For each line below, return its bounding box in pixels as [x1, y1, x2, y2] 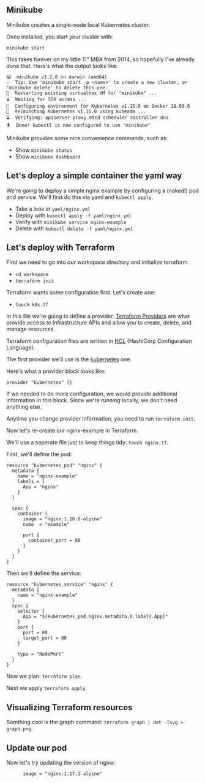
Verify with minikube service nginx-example [15, 218, 127, 225]
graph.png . [6, 725, 33, 732]
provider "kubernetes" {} [6, 380, 72, 386]
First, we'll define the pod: [6, 451, 72, 458]
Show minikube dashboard [15, 152, 81, 160]
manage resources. [6, 326, 55, 333]
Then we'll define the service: [6, 569, 81, 577]
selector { [17, 609, 45, 615]
